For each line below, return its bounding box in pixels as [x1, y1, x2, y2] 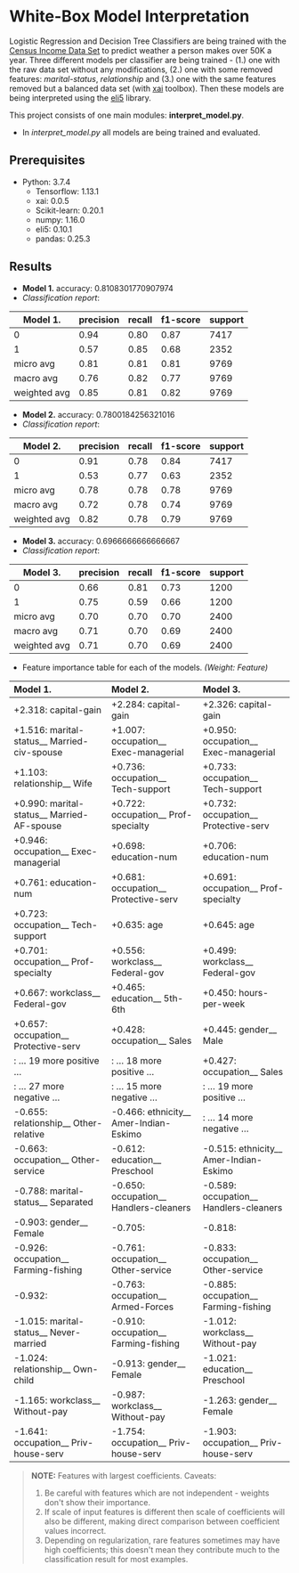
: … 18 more [110, 1054, 162, 1066]
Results [9, 259, 53, 274]
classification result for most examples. [44, 1553, 189, 1564]
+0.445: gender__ [202, 1023, 278, 1035]
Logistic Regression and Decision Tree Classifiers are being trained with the [9, 36, 287, 46]
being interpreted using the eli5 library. [9, 92, 151, 103]
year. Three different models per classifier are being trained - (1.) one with [9, 54, 280, 65]
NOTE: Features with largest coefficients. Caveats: [30, 1470, 217, 1480]
